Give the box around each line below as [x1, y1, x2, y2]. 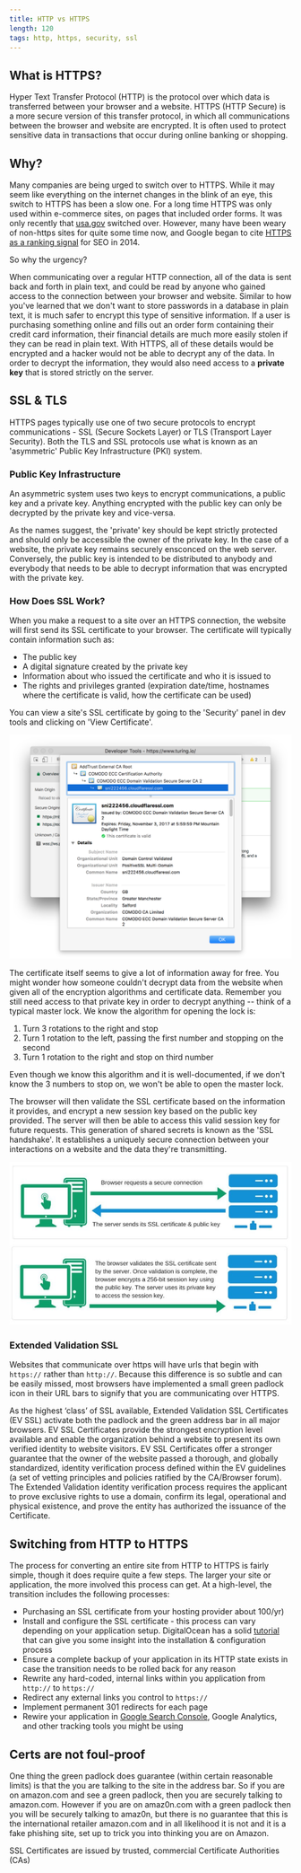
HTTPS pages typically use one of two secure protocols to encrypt [9, 417, 256, 427]
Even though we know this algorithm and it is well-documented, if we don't [9, 1068, 285, 1079]
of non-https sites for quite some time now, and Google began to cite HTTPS [9, 227, 292, 238]
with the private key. [9, 573, 84, 584]
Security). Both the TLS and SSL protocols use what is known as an [9, 435, 258, 446]
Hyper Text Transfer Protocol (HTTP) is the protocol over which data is [9, 92, 271, 102]
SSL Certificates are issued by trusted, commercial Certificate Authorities [9, 1845, 280, 1856]
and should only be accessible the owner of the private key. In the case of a [9, 534, 289, 545]
